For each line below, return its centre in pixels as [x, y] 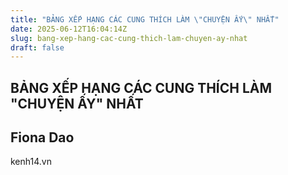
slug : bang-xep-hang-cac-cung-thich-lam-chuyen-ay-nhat [129, 38]
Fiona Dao [42, 137]
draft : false [37, 47]
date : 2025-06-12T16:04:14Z [69, 29]
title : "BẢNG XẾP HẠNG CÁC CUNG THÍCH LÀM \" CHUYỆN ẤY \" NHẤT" [145, 19]
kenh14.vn [31, 162]
